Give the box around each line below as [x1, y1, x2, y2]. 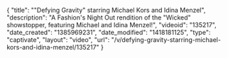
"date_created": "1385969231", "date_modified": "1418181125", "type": [6, 28, 211, 36]
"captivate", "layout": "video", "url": [6, 36, 110, 44]
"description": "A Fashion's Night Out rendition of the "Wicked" [6, 13, 191, 22]
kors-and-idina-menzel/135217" [6, 43, 100, 51]
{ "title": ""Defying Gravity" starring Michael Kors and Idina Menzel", [6, 6, 206, 14]
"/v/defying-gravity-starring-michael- [111, 36, 222, 44]
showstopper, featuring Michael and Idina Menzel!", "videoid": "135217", [6, 21, 217, 29]
